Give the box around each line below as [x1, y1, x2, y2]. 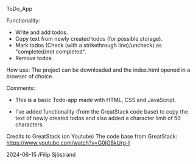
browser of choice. [6, 73, 54, 80]
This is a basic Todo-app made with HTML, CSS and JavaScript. [15, 97, 177, 103]
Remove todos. [15, 55, 54, 61]
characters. [15, 121, 44, 128]
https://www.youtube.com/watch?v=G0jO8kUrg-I [6, 139, 130, 146]
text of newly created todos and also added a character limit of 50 [15, 115, 181, 121]
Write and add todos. [15, 29, 68, 36]
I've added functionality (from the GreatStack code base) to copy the [15, 108, 189, 115]
